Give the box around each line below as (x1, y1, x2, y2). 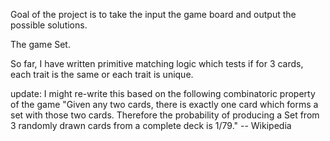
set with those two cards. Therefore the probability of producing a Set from (10, 109, 320, 121)
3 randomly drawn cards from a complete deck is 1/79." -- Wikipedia (10, 120, 292, 131)
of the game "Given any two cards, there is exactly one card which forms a (10, 99, 319, 110)
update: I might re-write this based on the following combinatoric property (10, 88, 316, 99)
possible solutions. (10, 19, 88, 31)
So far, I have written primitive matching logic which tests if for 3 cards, (10, 58, 304, 69)
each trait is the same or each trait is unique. (10, 69, 194, 80)
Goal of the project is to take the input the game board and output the (10, 9, 297, 20)
